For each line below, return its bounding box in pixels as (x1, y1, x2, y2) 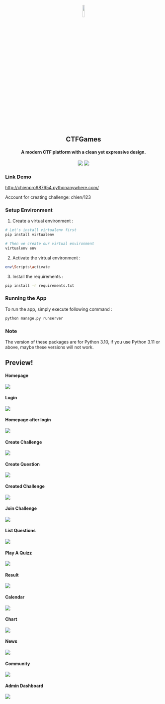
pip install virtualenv (5, 232, 55, 237)
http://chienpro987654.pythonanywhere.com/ (5, 184, 99, 190)
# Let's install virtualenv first (5, 228, 77, 233)
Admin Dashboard (5, 683, 44, 689)
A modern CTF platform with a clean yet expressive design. (21, 149, 146, 155)
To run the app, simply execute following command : (5, 306, 113, 312)
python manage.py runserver (5, 316, 64, 321)
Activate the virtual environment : (12, 254, 81, 261)
